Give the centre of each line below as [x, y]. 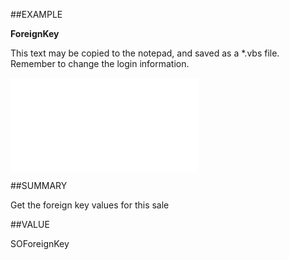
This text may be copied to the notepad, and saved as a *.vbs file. [145, 53]
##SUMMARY [39, 185]
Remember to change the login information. [100, 63]
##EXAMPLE [36, 14]
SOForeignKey [40, 243]
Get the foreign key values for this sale [90, 205]
